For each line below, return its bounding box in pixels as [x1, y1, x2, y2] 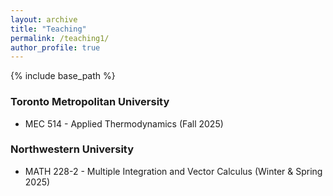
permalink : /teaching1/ [10, 33, 110, 43]
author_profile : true [10, 42, 101, 53]
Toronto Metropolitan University [10, 95, 170, 109]
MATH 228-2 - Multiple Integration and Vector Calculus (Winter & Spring [24, 165, 323, 177]
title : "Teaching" [10, 24, 87, 34]
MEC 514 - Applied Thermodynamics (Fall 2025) [24, 117, 224, 130]
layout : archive [10, 14, 78, 25]
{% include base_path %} [10, 70, 116, 82]
